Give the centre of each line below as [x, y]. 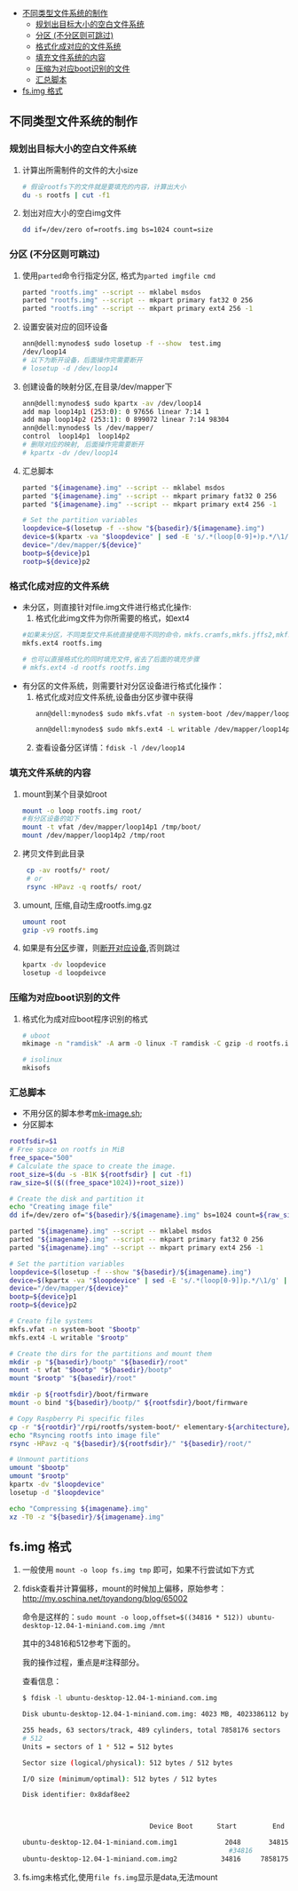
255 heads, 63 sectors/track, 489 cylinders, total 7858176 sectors [151, 1730]
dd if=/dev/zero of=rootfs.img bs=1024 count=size [118, 230]
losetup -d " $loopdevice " [57, 1492]
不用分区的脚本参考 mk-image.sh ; [82, 1114]
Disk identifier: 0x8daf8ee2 [76, 1795]
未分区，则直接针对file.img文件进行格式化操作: [107, 608]
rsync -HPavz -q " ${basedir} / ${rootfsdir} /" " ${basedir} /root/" [130, 1443]
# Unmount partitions [49, 1459]
